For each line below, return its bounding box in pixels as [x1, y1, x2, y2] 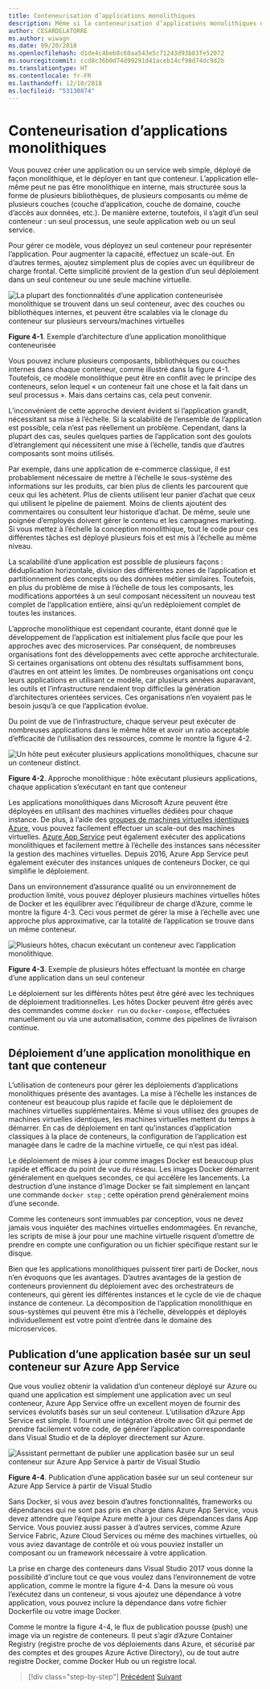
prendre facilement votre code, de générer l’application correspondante [8, 1424, 246, 1434]
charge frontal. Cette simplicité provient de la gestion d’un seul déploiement [8, 267, 260, 276]
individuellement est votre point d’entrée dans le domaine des [8, 1315, 213, 1326]
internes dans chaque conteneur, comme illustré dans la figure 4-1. [8, 364, 231, 375]
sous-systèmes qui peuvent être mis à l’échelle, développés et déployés [8, 1307, 247, 1317]
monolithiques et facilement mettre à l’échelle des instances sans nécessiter [8, 840, 261, 850]
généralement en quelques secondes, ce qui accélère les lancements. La [8, 1173, 251, 1183]
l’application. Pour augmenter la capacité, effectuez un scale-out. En [8, 249, 235, 259]
